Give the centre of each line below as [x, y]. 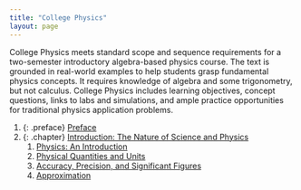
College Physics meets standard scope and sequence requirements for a [146, 52]
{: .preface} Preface [59, 127]
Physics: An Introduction [82, 147]
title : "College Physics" [58, 18]
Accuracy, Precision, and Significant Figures [119, 166]
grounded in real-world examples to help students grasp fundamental [139, 71]
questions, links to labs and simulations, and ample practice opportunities [146, 100]
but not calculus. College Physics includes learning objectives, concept [142, 90]
